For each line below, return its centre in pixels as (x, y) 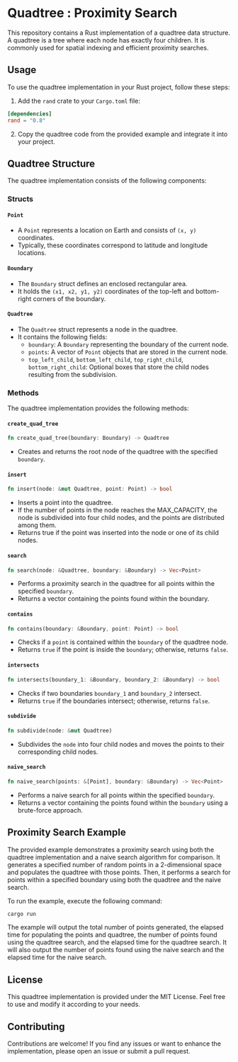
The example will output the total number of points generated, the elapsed (116, 927)
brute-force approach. (50, 810)
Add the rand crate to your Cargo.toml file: (79, 101)
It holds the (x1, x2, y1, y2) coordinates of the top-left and (106, 291)
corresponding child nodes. (58, 752)
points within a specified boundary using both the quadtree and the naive (114, 879)
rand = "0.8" (27, 120)
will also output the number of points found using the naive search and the (116, 950)
